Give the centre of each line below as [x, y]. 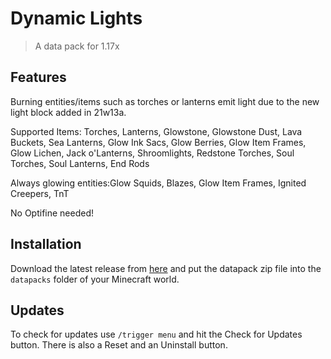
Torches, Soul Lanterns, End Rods [80, 163]
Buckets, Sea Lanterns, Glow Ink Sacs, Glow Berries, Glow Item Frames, [158, 142]
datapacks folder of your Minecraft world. [95, 279]
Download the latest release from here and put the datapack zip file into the [166, 268]
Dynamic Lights [76, 18]
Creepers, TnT [40, 193]
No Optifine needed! [52, 213]
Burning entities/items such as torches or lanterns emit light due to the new [165, 101]
